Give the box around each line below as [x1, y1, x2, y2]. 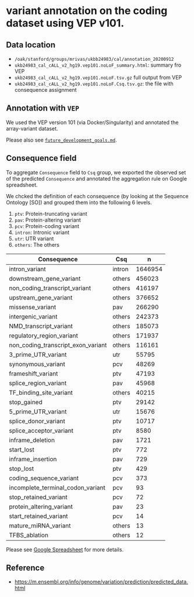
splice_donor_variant [9, 417, 65, 425]
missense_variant [9, 303, 57, 311]
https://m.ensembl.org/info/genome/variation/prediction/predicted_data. [14, 578, 188, 585]
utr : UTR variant [14, 235, 54, 242]
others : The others [14, 241, 60, 248]
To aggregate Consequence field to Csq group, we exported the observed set [6, 168, 186, 176]
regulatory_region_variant [9, 332, 79, 340]
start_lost [9, 446, 35, 454]
